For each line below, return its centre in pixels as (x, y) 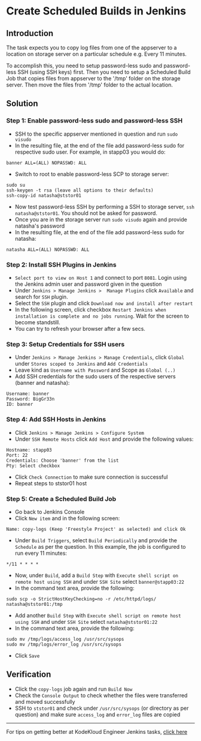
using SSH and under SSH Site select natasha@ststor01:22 (86, 622)
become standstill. (38, 322)
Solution (22, 104)
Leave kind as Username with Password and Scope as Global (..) (95, 370)
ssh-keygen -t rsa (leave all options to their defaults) (80, 190)
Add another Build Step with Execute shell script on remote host (98, 615)
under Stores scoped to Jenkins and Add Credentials (81, 364)
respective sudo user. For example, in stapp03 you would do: (90, 152)
